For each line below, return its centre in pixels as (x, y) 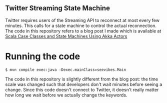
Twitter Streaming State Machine (57, 8)
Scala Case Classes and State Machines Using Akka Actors (66, 36)
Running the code (43, 56)
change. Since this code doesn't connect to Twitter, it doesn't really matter (82, 89)
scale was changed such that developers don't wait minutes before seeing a (84, 84)
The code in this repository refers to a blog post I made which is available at (83, 31)
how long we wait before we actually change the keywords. (66, 95)
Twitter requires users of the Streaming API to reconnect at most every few (82, 20)
